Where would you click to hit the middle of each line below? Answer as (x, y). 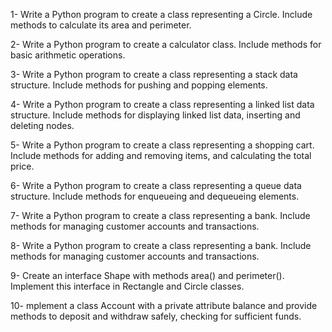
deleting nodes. (42, 125)
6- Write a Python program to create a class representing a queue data (156, 185)
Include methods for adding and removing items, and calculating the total (161, 155)
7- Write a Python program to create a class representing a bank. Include (160, 215)
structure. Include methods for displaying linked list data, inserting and (155, 115)
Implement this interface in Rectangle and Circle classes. (127, 286)
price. (22, 166)
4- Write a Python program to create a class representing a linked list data (162, 104)
